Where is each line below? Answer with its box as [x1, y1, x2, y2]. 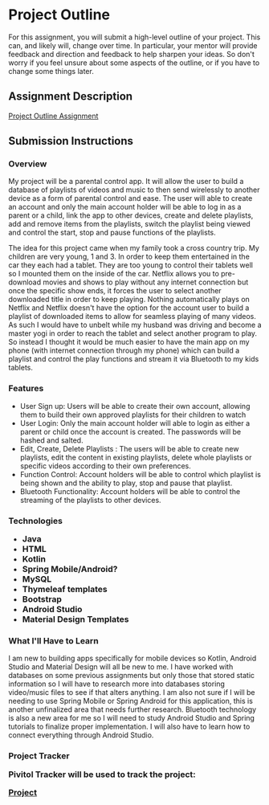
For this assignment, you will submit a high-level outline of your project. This [8, 32, 261, 42]
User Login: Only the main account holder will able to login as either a [19, 418, 251, 427]
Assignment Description [8, 90, 133, 104]
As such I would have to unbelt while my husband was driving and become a [8, 320, 262, 330]
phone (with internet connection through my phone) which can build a [8, 345, 240, 355]
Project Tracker [8, 750, 70, 762]
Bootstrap [22, 594, 63, 605]
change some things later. [8, 66, 94, 76]
